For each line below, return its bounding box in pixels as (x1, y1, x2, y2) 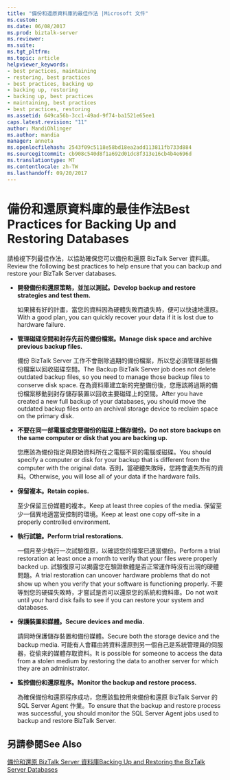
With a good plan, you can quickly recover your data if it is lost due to (16, 313, 214, 321)
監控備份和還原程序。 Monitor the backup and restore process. (16, 678, 197, 687)
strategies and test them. (16, 291, 91, 299)
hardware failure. (16, 321, 66, 329)
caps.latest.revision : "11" (7, 118, 88, 126)
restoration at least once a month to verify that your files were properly (16, 554, 218, 563)
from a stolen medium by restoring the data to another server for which (16, 657, 218, 665)
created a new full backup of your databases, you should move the (16, 398, 207, 406)
